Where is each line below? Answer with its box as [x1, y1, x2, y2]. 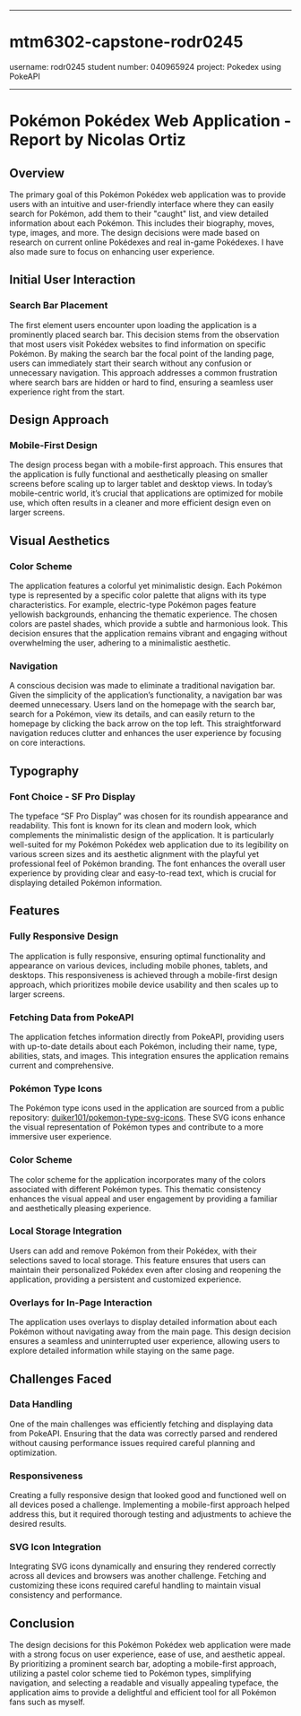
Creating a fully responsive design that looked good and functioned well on [9, 1490, 287, 1501]
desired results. [9, 1519, 67, 1530]
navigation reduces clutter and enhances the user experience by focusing [9, 728, 282, 739]
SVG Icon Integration [9, 1541, 102, 1554]
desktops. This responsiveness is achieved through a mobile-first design [9, 969, 278, 980]
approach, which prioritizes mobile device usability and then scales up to [9, 979, 279, 990]
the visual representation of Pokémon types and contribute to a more [9, 1122, 264, 1132]
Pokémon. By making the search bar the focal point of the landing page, [9, 348, 275, 359]
